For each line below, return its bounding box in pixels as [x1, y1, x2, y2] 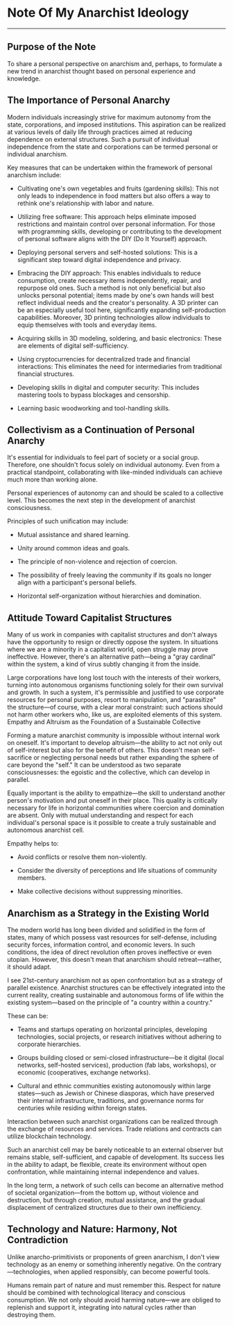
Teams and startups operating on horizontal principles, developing [17, 1025, 207, 1033]
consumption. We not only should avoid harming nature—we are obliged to [7, 1295, 221, 1304]
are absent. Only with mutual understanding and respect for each [7, 811, 194, 819]
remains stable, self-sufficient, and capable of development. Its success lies [7, 1153, 225, 1161]
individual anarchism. [7, 149, 68, 158]
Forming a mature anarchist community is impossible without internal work [7, 731, 221, 739]
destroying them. [7, 1310, 56, 1318]
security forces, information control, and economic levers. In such [7, 940, 196, 949]
